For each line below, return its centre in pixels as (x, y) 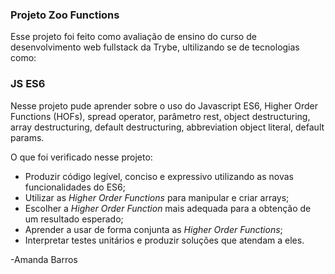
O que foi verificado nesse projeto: (81, 157)
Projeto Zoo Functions (65, 15)
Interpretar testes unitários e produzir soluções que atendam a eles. (164, 240)
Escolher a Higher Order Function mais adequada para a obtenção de (168, 208)
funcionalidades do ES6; (75, 187)
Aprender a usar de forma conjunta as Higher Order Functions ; (153, 229)
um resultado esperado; (74, 219)
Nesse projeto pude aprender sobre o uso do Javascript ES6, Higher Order (164, 105)
